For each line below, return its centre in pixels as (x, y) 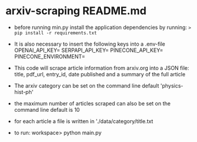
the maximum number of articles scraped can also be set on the (92, 103)
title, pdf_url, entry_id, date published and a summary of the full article (100, 74)
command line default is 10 (47, 109)
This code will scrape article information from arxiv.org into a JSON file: (101, 68)
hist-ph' (24, 92)
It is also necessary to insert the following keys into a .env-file (90, 44)
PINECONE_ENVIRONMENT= (50, 56)
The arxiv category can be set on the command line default (87, 85)
